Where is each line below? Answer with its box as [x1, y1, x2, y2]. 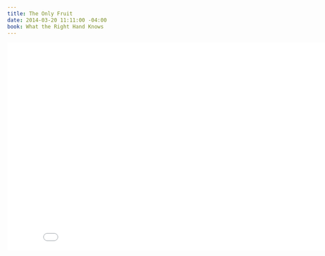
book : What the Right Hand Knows [7, 23, 104, 30]
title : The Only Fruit [7, 10, 73, 17]
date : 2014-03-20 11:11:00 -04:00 [7, 17, 108, 24]
